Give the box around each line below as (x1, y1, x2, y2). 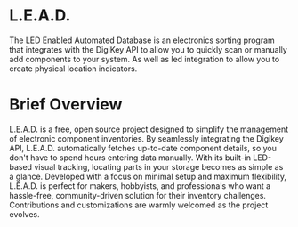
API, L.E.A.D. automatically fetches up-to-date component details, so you (9, 142, 278, 153)
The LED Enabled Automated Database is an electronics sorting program (9, 35, 276, 45)
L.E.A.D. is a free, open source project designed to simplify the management (9, 124, 289, 134)
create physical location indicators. (9, 63, 138, 74)
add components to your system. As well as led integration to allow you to (9, 53, 280, 64)
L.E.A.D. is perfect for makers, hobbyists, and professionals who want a (9, 180, 271, 191)
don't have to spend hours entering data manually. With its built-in (9, 152, 252, 163)
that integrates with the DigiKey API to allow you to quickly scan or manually (9, 44, 287, 54)
